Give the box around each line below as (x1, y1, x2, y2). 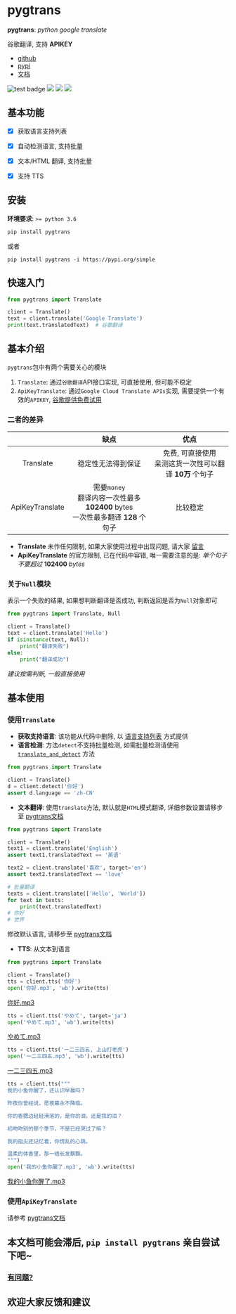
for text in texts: (7, 896, 65, 903)
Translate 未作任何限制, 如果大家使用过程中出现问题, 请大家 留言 (17, 542, 204, 550)
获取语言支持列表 (17, 127, 67, 135)
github (17, 53, 37, 62)
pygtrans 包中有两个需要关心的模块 (7, 363, 107, 371)
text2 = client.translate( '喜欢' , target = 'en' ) (7, 864, 147, 872)
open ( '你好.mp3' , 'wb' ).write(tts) (7, 984, 110, 991)
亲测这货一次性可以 (154, 459, 218, 469)
